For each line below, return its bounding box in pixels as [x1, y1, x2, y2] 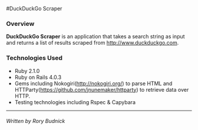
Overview [6, 19, 35, 28]
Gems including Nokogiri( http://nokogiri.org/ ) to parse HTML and [14, 79, 173, 87]
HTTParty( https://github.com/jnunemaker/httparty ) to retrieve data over [14, 86, 189, 93]
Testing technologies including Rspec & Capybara [14, 98, 136, 105]
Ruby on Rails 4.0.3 [14, 74, 62, 81]
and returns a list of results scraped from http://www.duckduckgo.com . [6, 39, 179, 46]
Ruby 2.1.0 [14, 67, 40, 74]
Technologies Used [6, 54, 63, 62]
